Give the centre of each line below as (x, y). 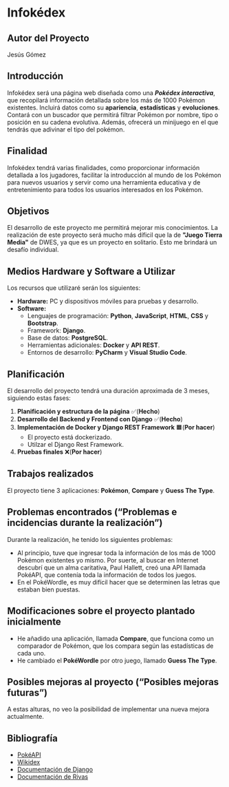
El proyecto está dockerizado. (69, 437)
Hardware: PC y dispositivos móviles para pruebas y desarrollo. (108, 302)
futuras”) (28, 692)
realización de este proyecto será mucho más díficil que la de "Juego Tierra (115, 235)
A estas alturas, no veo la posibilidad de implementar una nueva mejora (108, 709)
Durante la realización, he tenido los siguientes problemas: (90, 539)
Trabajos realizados (51, 474)
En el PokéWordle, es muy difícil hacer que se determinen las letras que (118, 582)
